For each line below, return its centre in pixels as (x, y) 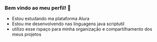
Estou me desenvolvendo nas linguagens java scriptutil (68, 24)
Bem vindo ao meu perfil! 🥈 (38, 8)
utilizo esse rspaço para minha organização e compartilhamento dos (82, 29)
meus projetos (27, 35)
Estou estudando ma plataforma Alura (51, 19)
